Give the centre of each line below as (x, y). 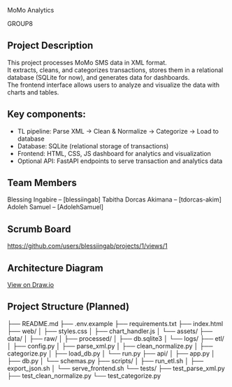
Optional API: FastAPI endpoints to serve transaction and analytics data (120, 161)
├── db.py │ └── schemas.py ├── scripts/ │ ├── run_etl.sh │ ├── (106, 360)
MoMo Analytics (31, 10)
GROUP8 (20, 23)
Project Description (50, 46)
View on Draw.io (31, 285)
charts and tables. (33, 92)
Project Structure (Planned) (68, 307)
